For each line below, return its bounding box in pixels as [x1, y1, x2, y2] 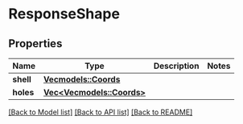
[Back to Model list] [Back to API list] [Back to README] [8, 107, 193, 117]
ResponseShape [8, 5, 121, 23]
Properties [8, 37, 63, 50]
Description [153, 61, 200, 71]
